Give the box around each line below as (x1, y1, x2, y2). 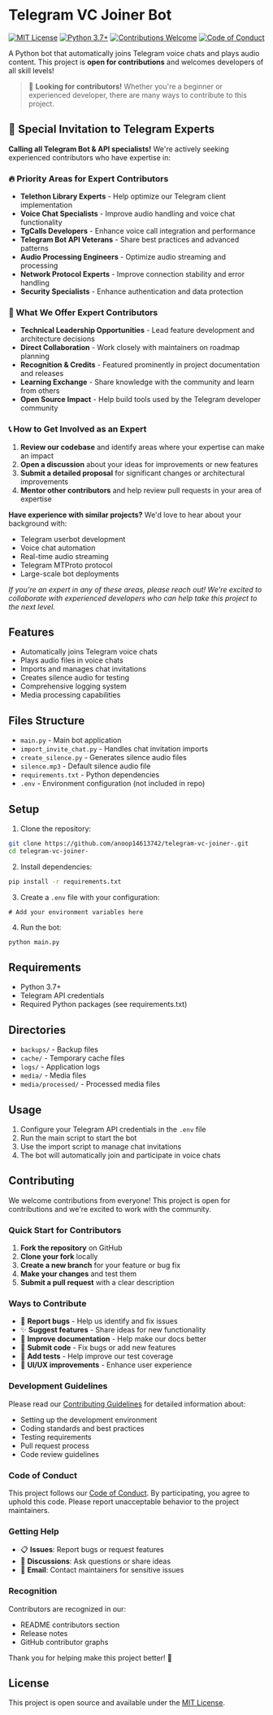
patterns (19, 243, 49, 253)
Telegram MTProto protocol (19, 560, 113, 570)
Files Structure (8, 714, 85, 728)
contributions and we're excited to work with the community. (8, 1204, 211, 1214)
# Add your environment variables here (8, 908, 144, 917)
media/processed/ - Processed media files (19, 1079, 161, 1089)
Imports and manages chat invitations (19, 664, 146, 674)
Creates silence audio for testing (19, 673, 130, 683)
